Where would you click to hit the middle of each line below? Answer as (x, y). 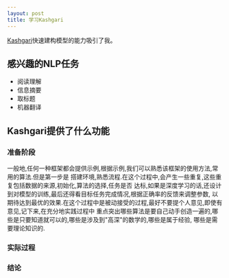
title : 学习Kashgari (35, 20)
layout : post (26, 13)
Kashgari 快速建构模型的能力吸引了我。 (62, 40)
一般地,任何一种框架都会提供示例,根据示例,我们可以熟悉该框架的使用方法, (110, 168)
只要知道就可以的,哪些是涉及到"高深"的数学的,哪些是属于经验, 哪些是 (116, 219)
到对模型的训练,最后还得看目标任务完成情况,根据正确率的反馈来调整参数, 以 (113, 194)
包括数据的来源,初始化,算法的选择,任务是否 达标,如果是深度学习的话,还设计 (117, 185)
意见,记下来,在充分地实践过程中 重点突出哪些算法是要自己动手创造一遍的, (110, 211)
